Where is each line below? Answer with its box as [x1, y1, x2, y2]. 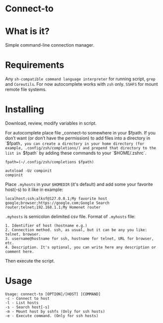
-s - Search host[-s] [5, 305, 50, 310]
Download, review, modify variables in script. [5, 120, 97, 126]
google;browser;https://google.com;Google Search [5, 200, 110, 205]
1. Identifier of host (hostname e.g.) [5, 223, 88, 228]
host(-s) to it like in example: [5, 187, 63, 193]
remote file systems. [5, 86, 47, 92]
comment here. [5, 249, 35, 254]
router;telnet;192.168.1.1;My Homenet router [5, 205, 101, 210]
